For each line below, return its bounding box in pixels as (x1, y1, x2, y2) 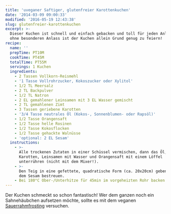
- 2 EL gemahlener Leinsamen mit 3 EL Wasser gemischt (14, 97, 133, 102)
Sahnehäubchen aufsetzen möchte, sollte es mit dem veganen (5, 197, 136, 204)
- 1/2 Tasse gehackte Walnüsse (14, 130, 81, 136)
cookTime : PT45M (10, 55, 44, 60)
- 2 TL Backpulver (14, 88, 53, 93)
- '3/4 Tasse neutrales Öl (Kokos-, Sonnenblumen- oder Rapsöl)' (14, 112, 156, 117)
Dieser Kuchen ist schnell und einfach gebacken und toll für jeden (10, 31, 158, 36)
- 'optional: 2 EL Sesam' (14, 136, 70, 141)
